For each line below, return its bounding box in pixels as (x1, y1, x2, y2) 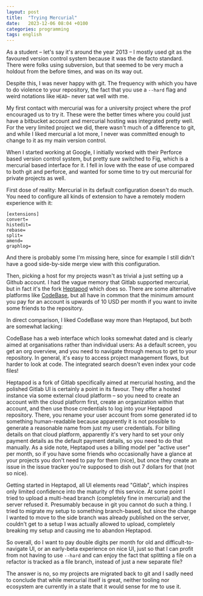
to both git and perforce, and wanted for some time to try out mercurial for (6, 168, 193, 176)
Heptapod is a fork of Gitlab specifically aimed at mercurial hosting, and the (6, 379, 196, 386)
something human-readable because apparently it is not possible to (6, 418, 176, 425)
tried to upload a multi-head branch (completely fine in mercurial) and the (6, 495, 191, 502)
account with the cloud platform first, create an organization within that (6, 398, 184, 406)
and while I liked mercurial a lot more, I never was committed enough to (6, 131, 185, 138)
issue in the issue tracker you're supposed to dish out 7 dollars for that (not (6, 463, 194, 470)
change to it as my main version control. (6, 137, 107, 144)
